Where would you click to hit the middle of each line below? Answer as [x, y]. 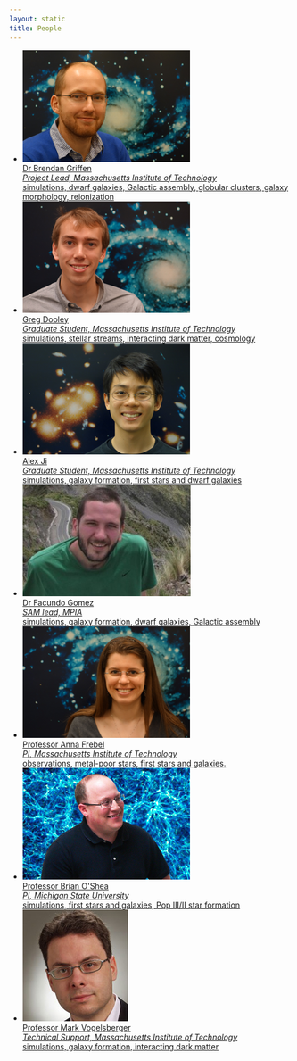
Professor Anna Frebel [63, 744]
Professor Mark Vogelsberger [76, 1027]
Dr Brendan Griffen [57, 168]
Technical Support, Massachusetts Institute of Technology [130, 1037]
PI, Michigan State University [75, 895]
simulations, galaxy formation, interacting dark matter [120, 1046]
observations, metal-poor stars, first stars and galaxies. [124, 763]
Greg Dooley [45, 319]
